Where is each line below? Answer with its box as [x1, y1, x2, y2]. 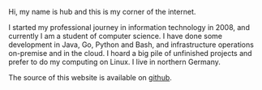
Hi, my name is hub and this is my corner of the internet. [8, 7, 196, 16]
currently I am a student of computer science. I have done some [8, 32, 223, 41]
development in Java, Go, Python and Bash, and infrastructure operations [8, 40, 254, 49]
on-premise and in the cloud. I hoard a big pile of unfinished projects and [8, 49, 253, 58]
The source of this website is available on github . [8, 73, 173, 82]
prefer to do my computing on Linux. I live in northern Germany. [8, 57, 221, 66]
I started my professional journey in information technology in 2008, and [8, 23, 250, 32]
